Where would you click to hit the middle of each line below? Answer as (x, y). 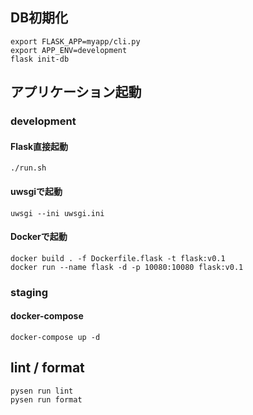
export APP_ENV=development (69, 50)
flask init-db (40, 59)
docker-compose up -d (55, 337)
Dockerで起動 (39, 237)
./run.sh (28, 168)
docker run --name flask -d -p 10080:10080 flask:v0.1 (127, 267)
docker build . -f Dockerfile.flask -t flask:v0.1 (118, 258)
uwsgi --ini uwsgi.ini (57, 213)
